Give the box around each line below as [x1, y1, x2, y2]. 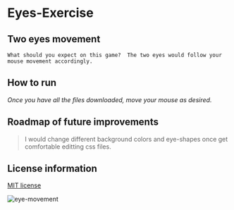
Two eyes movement [7, 33, 101, 45]
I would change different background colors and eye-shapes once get [24, 135, 228, 143]
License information [7, 163, 97, 175]
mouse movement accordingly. [7, 58, 93, 65]
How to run [7, 77, 57, 89]
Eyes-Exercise [7, 5, 94, 21]
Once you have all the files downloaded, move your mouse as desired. [7, 95, 212, 104]
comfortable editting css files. [24, 142, 111, 151]
